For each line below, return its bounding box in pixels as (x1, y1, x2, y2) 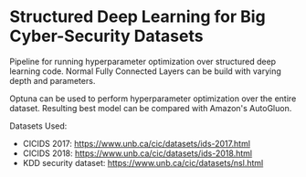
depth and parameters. (9, 75, 96, 86)
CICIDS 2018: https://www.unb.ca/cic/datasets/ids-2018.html (22, 148, 253, 159)
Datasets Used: (9, 120, 68, 131)
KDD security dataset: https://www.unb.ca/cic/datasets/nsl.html (22, 157, 264, 168)
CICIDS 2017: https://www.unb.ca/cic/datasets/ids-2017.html (22, 138, 251, 149)
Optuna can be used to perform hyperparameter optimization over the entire (9, 93, 297, 104)
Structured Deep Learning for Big (9, 6, 267, 27)
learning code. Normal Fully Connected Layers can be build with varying (9, 66, 281, 77)
